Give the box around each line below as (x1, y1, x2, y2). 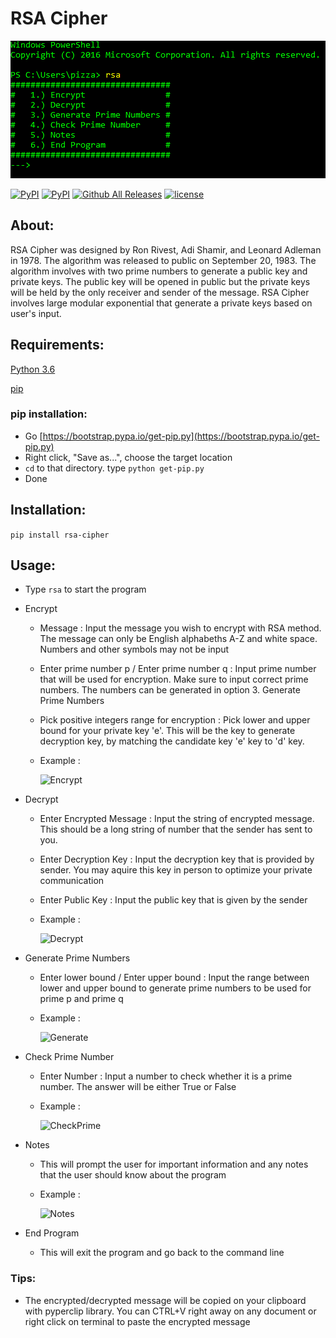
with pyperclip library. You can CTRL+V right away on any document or (24, 1305, 317, 1317)
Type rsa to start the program (24, 583, 147, 596)
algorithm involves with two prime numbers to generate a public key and (10, 265, 308, 277)
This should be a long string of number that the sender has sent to (39, 823, 313, 836)
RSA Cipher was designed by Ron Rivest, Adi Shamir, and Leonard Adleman (10, 243, 322, 256)
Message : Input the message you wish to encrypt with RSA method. (39, 622, 322, 634)
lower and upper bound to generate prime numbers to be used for (39, 982, 312, 994)
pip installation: (10, 407, 88, 421)
